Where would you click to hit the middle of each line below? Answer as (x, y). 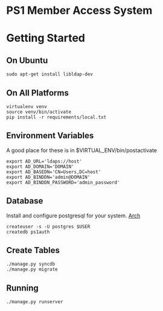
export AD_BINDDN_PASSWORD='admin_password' (63, 182)
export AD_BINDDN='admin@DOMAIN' (48, 177)
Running (23, 288)
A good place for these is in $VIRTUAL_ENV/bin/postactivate (81, 150)
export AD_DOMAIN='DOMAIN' (40, 167)
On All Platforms (38, 93)
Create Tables (33, 250)
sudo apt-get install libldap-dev (50, 74)
